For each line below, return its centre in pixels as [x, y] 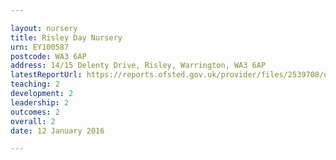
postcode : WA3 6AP [48, 56]
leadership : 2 [40, 102]
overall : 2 [33, 121]
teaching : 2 [35, 84]
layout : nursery [44, 28]
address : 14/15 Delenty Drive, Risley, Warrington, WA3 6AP [138, 66]
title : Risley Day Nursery [66, 37]
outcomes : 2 [35, 112]
